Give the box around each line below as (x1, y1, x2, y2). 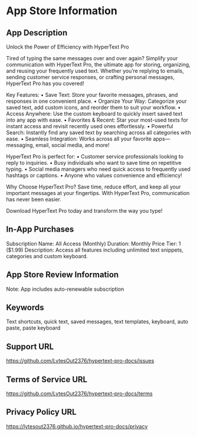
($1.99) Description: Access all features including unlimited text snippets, (6, 246, 184, 253)
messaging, (6, 142, 34, 148)
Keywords (6, 302, 44, 313)
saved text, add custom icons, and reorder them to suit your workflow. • (6, 104, 181, 110)
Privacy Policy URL (6, 407, 77, 417)
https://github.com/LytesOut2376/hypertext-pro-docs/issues (6, 357, 155, 365)
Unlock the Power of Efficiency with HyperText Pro (6, 43, 129, 50)
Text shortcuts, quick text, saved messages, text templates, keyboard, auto (6, 318, 189, 326)
